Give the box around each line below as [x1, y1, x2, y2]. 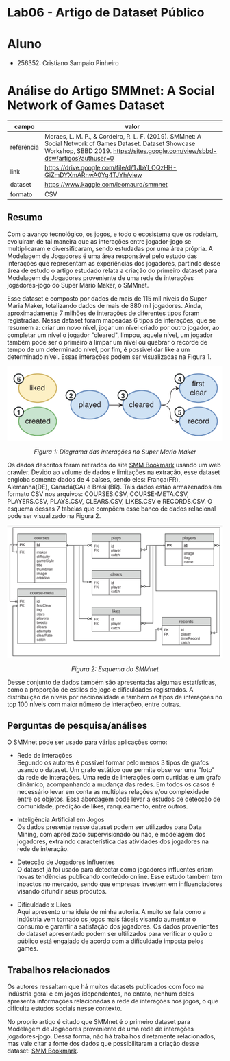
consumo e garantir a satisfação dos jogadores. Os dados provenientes [16, 922, 219, 931]
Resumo [7, 211, 43, 224]
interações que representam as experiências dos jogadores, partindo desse [7, 259, 220, 267]
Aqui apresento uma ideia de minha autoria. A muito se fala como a [16, 908, 207, 916]
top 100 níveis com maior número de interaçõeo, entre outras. [7, 700, 181, 708]
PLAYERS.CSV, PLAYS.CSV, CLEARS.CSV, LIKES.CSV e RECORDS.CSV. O [7, 497, 213, 505]
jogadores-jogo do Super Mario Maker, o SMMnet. [7, 281, 149, 289]
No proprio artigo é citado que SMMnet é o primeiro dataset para [7, 1018, 190, 1026]
